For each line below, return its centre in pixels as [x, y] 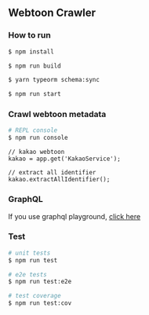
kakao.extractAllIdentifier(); [59, 180]
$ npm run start [35, 94]
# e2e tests [27, 274]
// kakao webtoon [36, 152]
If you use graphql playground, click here [74, 216]
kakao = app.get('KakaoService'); [65, 159]
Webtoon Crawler [52, 13]
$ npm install [31, 51]
